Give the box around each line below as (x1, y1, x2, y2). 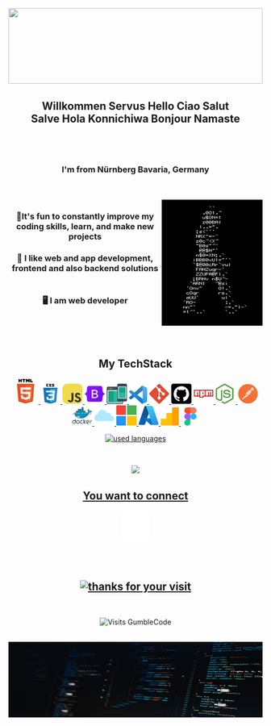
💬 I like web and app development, (16, 252, 154, 264)
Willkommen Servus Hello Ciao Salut (41, 99, 230, 113)
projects (68, 231, 102, 242)
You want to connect (82, 489, 189, 503)
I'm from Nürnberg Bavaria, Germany (61, 164, 210, 175)
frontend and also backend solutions (11, 262, 159, 273)
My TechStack (98, 357, 173, 370)
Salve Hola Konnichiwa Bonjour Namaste (31, 112, 240, 126)
